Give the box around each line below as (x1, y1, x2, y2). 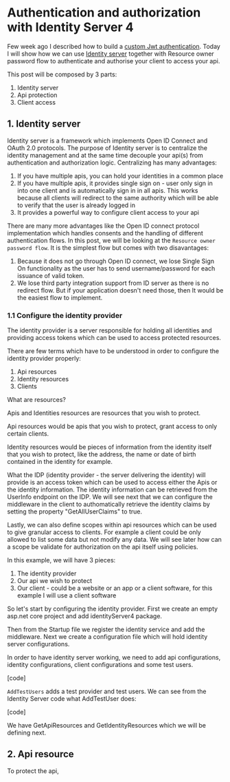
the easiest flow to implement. (16, 293, 103, 302)
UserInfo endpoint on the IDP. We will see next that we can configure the (7, 493, 213, 501)
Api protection (16, 91, 58, 99)
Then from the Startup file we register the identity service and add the (7, 625, 205, 634)
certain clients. (7, 430, 49, 438)
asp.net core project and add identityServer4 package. (7, 612, 163, 620)
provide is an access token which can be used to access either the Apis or (7, 478, 218, 487)
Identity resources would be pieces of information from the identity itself (7, 443, 212, 452)
